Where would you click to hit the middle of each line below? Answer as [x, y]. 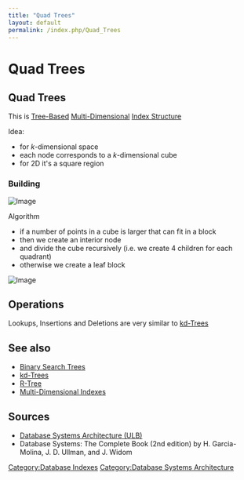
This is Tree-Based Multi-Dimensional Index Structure [95, 116]
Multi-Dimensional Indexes [62, 392]
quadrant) [36, 256]
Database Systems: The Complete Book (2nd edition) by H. [115, 444]
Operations [36, 305]
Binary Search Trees [53, 367]
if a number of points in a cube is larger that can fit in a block [118, 231]
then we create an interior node [70, 239]
